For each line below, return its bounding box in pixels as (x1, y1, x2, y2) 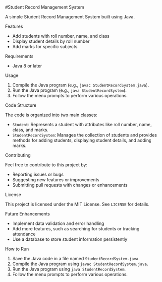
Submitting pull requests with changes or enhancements (12, 182, 128, 188)
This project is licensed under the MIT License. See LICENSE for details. (5, 201, 150, 207)
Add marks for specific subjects (12, 44, 78, 49)
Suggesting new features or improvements (12, 177, 100, 183)
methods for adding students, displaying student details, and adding (12, 138, 152, 143)
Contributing (5, 152, 31, 158)
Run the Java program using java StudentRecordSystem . (12, 266, 126, 272)
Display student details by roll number (12, 38, 90, 44)
